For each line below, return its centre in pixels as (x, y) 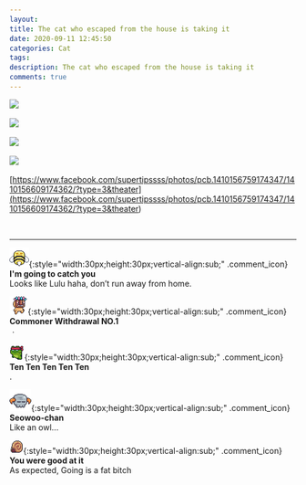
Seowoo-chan (37, 417)
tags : (20, 58)
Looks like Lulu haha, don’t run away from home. (101, 283)
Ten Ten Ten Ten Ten (49, 366)
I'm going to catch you (52, 273)
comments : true (38, 78)
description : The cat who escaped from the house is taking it (132, 68)
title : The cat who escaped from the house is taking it (120, 29)
